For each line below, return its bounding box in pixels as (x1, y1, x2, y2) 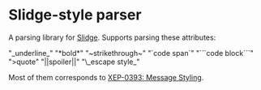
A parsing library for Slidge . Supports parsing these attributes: (8, 32, 216, 42)
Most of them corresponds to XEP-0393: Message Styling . (8, 72, 204, 82)
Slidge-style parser (8, 6, 142, 24)
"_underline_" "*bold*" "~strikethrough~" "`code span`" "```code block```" (8, 48, 254, 58)
